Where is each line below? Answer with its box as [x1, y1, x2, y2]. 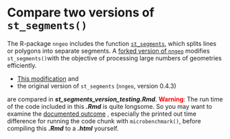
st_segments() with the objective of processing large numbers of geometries [7, 53, 222, 62]
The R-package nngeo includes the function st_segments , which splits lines [7, 39, 217, 47]
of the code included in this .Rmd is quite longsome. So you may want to [7, 102, 213, 110]
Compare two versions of [7, 5, 154, 21]
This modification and [16, 74, 79, 83]
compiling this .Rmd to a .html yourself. [7, 124, 119, 132]
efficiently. [7, 61, 37, 69]
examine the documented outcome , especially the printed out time [7, 110, 197, 118]
